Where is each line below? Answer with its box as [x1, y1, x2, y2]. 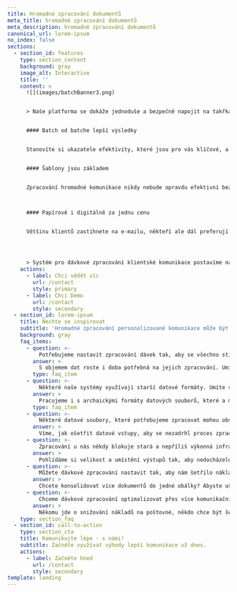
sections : [7, 43, 37, 50]
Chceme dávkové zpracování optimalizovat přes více [38, 495, 194, 502]
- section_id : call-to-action [13, 522, 102, 529]
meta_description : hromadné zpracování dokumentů [7, 23, 157, 30]
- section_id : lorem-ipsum [13, 312, 93, 319]
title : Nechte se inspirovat [20, 319, 106, 326]
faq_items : [20, 338, 52, 345]
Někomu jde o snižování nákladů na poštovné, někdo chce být [38, 509, 222, 516]
